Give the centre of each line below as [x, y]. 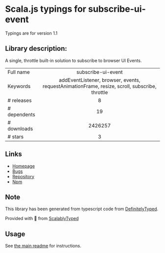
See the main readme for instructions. [43, 246]
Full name [19, 72]
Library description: [36, 48]
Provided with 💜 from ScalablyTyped [42, 219]
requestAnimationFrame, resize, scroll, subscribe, [99, 86]
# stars [15, 136]
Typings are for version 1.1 [31, 33]
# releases [20, 100]
